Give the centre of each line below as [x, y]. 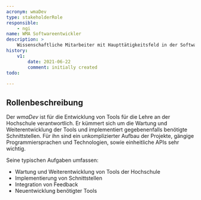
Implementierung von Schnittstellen [59, 178]
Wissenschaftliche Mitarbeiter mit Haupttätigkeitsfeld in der [98, 45]
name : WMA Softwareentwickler [44, 34]
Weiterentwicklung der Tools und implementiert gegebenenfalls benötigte [97, 130]
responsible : [22, 23]
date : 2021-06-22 [49, 61]
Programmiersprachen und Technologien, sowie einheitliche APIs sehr [93, 142]
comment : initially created [63, 67]
